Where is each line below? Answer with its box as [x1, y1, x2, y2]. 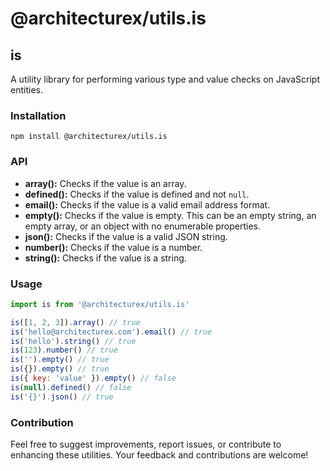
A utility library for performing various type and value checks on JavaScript [10, 73, 320, 85]
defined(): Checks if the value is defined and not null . [24, 188, 250, 200]
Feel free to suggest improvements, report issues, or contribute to [10, 438, 282, 450]
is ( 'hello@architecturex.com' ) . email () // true [10, 327, 213, 337]
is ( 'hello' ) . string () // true [10, 336, 137, 346]
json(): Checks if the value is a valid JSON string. [24, 230, 228, 242]
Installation [10, 108, 67, 122]
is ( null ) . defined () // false [10, 382, 132, 392]
